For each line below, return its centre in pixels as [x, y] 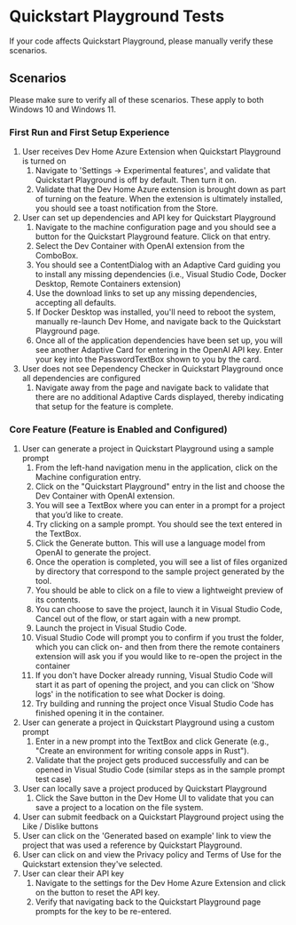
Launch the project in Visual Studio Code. [111, 628]
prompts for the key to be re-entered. [103, 912]
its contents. [58, 600]
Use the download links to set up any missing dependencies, [146, 293]
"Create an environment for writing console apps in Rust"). [142, 751]
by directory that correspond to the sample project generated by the [160, 571]
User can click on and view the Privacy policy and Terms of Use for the [152, 855]
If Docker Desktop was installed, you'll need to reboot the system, [156, 312]
